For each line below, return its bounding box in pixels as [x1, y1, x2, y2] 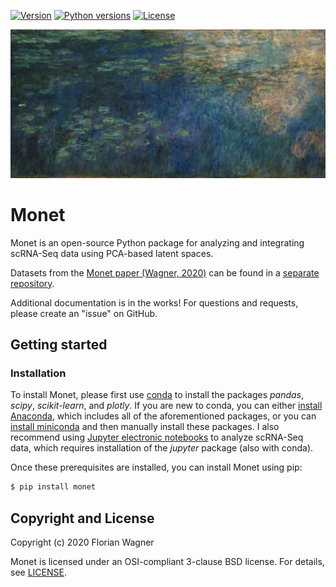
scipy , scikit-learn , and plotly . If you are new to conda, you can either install [10, 400, 323, 412]
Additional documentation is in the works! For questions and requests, [10, 296, 299, 309]
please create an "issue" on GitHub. [10, 307, 158, 319]
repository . [10, 277, 55, 289]
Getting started [10, 336, 108, 354]
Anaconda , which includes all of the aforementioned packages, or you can [10, 410, 317, 422]
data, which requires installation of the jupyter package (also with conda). [10, 442, 314, 454]
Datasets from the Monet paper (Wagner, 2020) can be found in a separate [10, 266, 320, 279]
